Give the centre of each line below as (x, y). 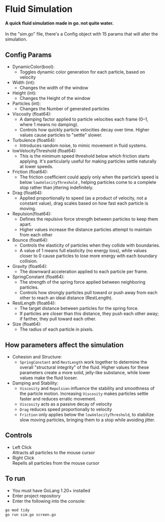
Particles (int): (26, 104)
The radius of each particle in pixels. (56, 329)
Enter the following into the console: (49, 501)
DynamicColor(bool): (33, 67)
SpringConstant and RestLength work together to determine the (83, 362)
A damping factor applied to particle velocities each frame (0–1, (84, 119)
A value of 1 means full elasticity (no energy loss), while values (83, 251)
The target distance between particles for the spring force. (79, 308)
